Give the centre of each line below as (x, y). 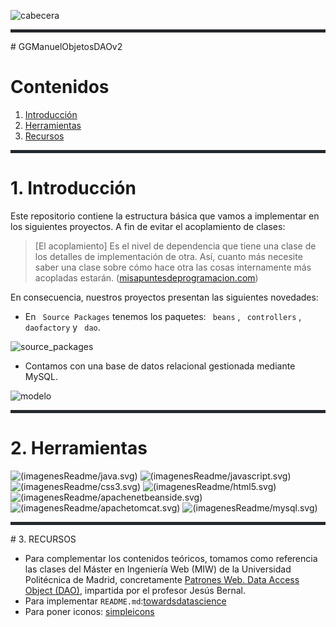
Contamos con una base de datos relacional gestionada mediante (160, 366)
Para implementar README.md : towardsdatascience (125, 601)
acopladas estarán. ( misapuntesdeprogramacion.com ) (146, 277)
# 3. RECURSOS (43, 539)
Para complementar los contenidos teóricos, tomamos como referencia (171, 558)
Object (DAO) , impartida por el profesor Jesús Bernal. (135, 590)
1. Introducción (73, 188)
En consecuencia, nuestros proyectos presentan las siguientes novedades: (164, 297)
